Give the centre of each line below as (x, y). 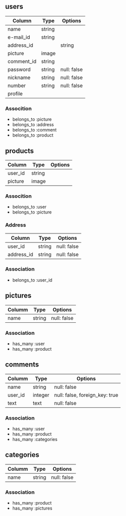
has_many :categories (35, 440)
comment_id (22, 61)
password (19, 69)
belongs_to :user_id (32, 280)
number (17, 85)
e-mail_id (19, 37)
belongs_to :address (33, 125)
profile (15, 93)
